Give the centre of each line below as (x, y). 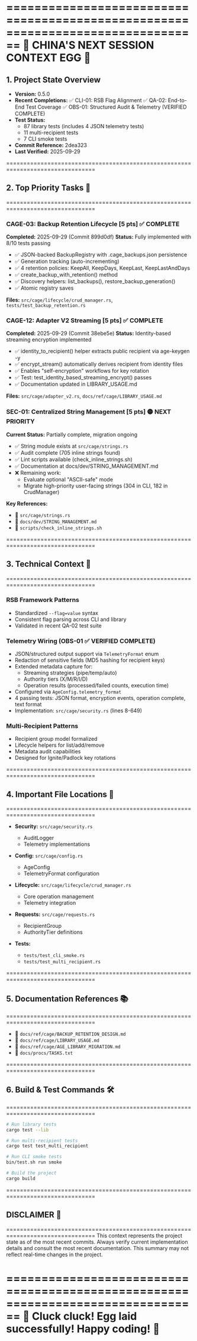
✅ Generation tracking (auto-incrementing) (67, 261)
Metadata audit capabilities (48, 752)
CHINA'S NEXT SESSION (93, 45)
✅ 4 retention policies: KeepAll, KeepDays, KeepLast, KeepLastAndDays (102, 268)
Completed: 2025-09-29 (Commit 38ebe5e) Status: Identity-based (89, 334)
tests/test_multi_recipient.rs (62, 962)
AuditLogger (39, 838)
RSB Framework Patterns (43, 600)
